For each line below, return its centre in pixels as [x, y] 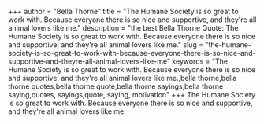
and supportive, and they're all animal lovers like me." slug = [106, 45]
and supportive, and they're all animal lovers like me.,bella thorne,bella [123, 78]
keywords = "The [200, 61]
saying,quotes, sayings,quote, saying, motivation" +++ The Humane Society [132, 95]
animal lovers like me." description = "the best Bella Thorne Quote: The [123, 28]
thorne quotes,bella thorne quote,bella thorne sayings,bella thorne [116, 86]
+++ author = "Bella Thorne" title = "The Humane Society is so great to [123, 11]
